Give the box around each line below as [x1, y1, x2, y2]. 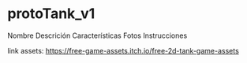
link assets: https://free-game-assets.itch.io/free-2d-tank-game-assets [7, 46, 240, 55]
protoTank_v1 [7, 5, 95, 23]
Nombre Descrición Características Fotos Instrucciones [7, 31, 188, 40]
